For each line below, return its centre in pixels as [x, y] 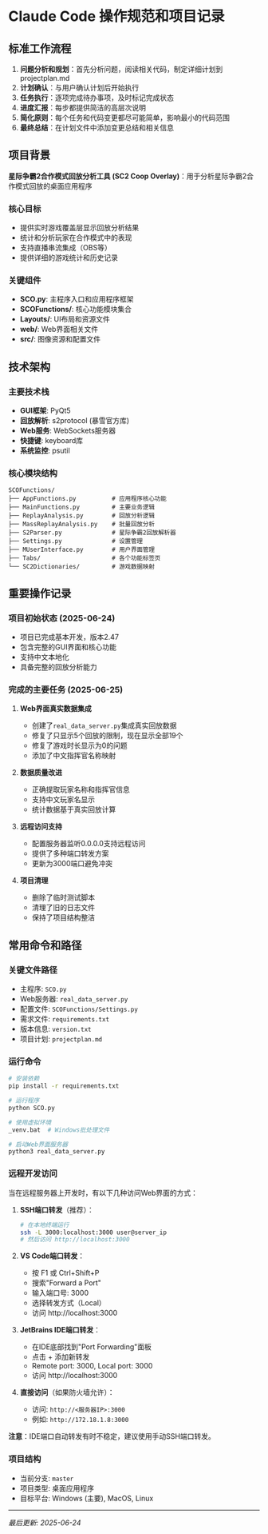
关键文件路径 [33, 970]
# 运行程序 [24, 1101]
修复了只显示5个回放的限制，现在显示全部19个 [107, 736]
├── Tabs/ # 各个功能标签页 [85, 558]
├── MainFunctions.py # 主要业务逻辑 [82, 507]
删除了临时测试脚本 [63, 897]
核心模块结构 [33, 473]
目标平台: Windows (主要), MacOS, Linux [87, 1498]
